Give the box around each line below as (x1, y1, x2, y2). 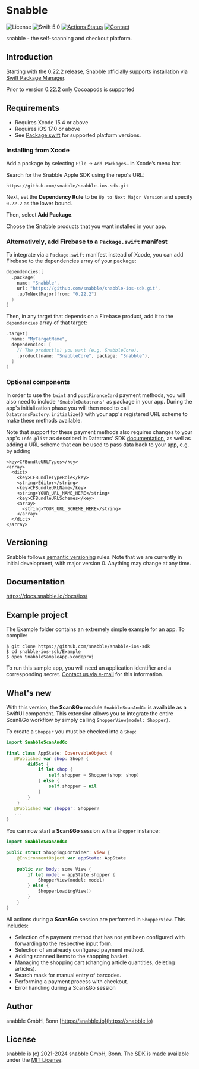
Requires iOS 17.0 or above (14, 125, 80, 132)
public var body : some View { (17, 866, 92, 872)
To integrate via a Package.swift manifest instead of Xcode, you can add (6, 251, 184, 258)
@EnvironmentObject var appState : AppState (17, 855, 127, 861)
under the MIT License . (6, 1057, 64, 1064)
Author (6, 1001, 33, 1012)
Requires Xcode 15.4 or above (14, 118, 89, 126)
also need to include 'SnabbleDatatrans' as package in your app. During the (6, 398, 192, 405)
